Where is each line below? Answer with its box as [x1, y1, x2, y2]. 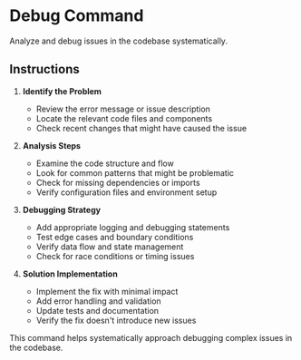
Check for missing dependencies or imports [35, 177, 201, 188]
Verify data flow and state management [35, 241, 184, 252]
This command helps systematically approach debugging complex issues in [9, 332, 293, 343]
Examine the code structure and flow [35, 158, 174, 169]
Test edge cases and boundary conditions [35, 231, 194, 242]
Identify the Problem [22, 85, 102, 96]
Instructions [9, 62, 80, 77]
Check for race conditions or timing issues [35, 250, 195, 261]
